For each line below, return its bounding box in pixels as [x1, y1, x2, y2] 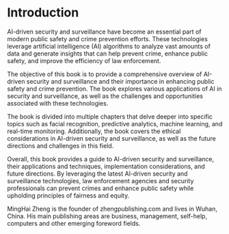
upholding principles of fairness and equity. [7, 191, 130, 200]
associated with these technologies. [7, 99, 109, 107]
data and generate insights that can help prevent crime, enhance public [7, 49, 208, 58]
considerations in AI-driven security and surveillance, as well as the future [7, 134, 217, 142]
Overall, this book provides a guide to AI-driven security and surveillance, [7, 154, 214, 163]
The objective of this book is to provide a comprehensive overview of [7, 70, 202, 78]
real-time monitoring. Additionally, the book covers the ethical [7, 127, 181, 135]
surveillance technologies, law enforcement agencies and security [7, 176, 194, 185]
